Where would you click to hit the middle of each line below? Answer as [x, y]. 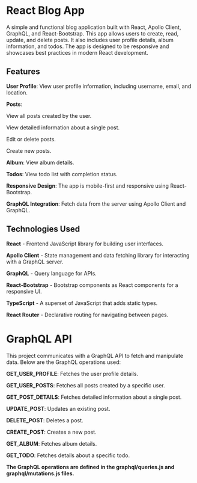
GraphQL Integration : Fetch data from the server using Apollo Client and [96, 204]
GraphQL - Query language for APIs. [52, 273]
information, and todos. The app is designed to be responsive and [88, 46]
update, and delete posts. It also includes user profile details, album [90, 40]
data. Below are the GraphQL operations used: [64, 362]
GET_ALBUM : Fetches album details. [52, 443]
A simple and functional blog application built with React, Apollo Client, [94, 27]
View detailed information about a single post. [63, 128]
